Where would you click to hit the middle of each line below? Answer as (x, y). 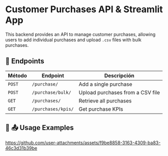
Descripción (119, 75)
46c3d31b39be (21, 148)
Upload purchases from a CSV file (119, 92)
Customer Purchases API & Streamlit (84, 9)
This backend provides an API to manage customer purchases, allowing (80, 34)
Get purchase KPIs (101, 109)
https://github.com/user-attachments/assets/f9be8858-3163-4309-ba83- (83, 142)
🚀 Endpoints (25, 61)
